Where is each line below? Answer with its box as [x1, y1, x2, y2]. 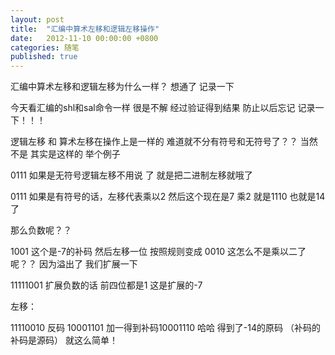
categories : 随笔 [10, 42, 80, 53]
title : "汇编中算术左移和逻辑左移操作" [10, 24, 160, 34]
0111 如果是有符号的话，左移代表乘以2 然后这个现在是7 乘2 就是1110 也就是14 [10, 191, 326, 203]
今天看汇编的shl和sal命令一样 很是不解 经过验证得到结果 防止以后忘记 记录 [10, 102, 316, 114]
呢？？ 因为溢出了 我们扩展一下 [10, 258, 138, 270]
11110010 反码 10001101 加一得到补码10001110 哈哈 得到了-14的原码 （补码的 [10, 322, 321, 334]
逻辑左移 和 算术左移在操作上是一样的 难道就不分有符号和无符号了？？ [10, 136, 298, 148]
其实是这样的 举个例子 [29, 148, 121, 160]
